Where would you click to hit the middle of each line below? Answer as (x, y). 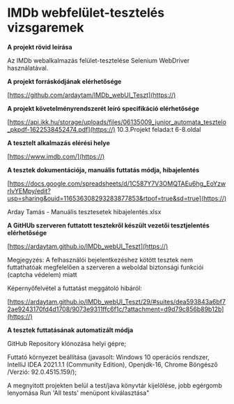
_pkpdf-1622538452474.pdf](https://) (62, 129)
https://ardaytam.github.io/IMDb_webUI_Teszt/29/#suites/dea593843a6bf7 (118, 301)
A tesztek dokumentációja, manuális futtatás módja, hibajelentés (103, 170)
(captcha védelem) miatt (42, 274)
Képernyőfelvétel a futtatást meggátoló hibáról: (75, 288)
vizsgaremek (46, 28)
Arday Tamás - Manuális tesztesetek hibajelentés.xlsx (84, 211)
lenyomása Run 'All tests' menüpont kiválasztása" (78, 393)
